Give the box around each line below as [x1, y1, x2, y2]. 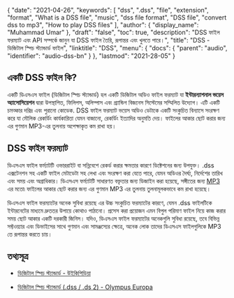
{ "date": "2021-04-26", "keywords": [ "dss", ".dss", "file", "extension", [7, 6, 210, 14]
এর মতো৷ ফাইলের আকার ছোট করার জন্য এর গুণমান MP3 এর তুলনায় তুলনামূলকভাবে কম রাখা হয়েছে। [7, 184, 211, 193]
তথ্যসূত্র [7, 251, 29, 262]
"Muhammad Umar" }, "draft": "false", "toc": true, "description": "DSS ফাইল [7, 28, 220, 36]
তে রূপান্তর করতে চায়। [7, 230, 52, 238]
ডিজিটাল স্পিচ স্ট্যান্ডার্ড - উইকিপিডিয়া [17, 269, 91, 278]
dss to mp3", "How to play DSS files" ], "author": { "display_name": [7, 21, 199, 29]
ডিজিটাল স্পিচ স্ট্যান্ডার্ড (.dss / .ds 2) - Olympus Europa [17, 283, 154, 292]
